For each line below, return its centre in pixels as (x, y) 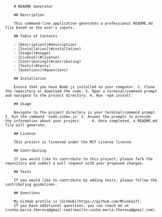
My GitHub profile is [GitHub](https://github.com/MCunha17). (78, 201)
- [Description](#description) (45, 45)
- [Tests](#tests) (32, 66)
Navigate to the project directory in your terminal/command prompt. (86, 112)
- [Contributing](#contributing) (48, 62)
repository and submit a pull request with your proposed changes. (75, 163)
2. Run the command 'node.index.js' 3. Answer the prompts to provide (78, 117)
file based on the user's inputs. (40, 28)
